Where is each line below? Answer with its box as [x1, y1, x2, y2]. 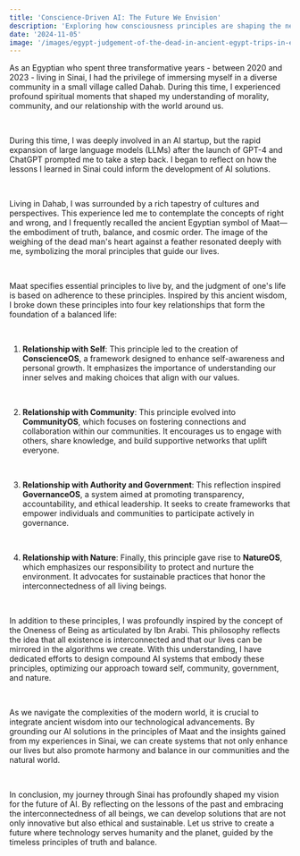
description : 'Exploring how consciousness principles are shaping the [9, 21, 281, 30]
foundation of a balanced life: [9, 309, 118, 320]
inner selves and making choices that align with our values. [21, 372, 240, 383]
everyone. [21, 445, 60, 456]
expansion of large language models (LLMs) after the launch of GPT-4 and [9, 145, 283, 156]
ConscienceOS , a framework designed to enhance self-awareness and [21, 353, 286, 364]
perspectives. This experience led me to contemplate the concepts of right [9, 208, 284, 219]
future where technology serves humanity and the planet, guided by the [9, 827, 274, 838]
